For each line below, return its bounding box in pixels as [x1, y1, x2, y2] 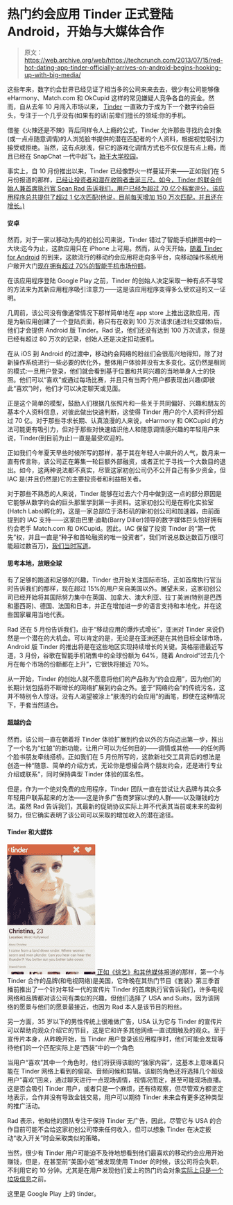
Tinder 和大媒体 [7, 828, 53, 836]
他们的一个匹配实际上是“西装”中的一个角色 [12, 1043, 135, 1051]
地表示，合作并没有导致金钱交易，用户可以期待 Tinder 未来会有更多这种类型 [7, 1093, 224, 1101]
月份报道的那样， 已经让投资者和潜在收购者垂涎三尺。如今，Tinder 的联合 [7, 175, 216, 184]
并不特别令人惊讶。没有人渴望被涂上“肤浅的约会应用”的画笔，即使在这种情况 [7, 692, 225, 701]
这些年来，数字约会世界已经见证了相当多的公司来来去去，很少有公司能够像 [7, 85, 220, 93]
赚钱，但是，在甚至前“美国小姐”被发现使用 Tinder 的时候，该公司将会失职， [7, 1157, 223, 1165]
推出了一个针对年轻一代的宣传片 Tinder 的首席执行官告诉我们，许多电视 [19, 985, 224, 993]
